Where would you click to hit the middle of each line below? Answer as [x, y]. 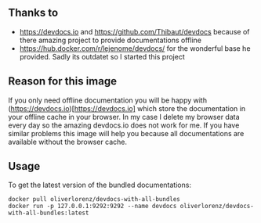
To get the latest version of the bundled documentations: [100, 185]
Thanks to [33, 13]
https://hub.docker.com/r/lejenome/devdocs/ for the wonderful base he [135, 48]
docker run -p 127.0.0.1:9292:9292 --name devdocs [92, 207]
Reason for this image [63, 81]
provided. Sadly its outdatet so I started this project [102, 56]
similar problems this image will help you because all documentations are [126, 133]
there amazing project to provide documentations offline [111, 40]
